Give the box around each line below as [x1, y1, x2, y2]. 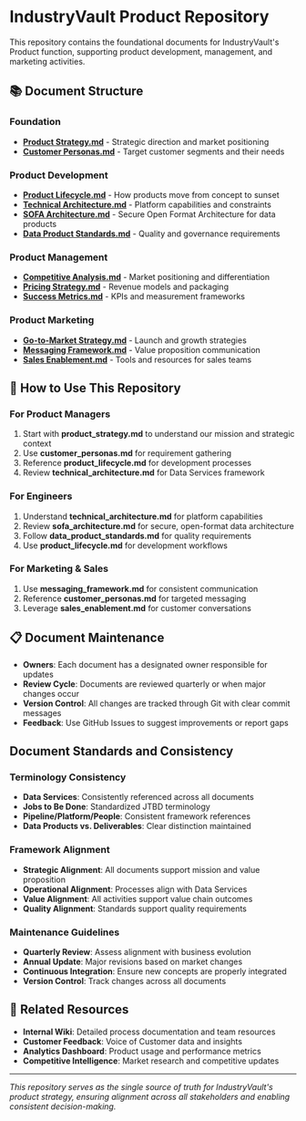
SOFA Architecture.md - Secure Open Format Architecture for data [22, 208, 276, 220]
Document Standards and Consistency [9, 743, 234, 759]
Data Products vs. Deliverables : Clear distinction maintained [22, 821, 252, 832]
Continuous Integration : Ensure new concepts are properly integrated [22, 965, 287, 977]
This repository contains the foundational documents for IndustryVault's [9, 36, 280, 47]
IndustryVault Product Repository [9, 6, 270, 27]
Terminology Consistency [9, 771, 127, 784]
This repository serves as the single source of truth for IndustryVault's [9, 1081, 273, 1092]
